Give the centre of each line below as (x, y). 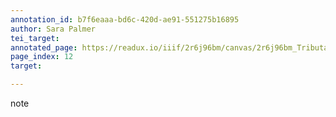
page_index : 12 (42, 57)
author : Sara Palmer (53, 29)
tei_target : (35, 38)
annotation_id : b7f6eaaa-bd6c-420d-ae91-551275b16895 (125, 19)
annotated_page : (44, 47)
